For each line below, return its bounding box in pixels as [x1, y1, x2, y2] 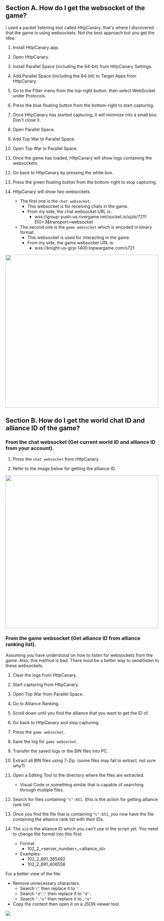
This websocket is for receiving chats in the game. [27, 203, 129, 209]
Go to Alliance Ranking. [12, 700, 60, 707]
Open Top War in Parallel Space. [12, 145, 78, 151]
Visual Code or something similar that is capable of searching [20, 781, 143, 787]
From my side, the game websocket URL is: [27, 239, 114, 245]
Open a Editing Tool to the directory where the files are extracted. [12, 772, 144, 778]
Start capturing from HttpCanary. [12, 682, 80, 687]
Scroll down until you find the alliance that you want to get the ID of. [12, 710, 149, 716]
